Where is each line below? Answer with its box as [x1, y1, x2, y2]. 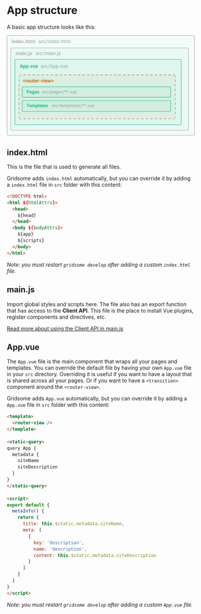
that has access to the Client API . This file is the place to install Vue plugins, [7, 307, 194, 314]
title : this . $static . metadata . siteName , [22, 521, 125, 527]
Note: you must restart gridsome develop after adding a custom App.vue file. [7, 601, 193, 608]
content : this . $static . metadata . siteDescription [33, 552, 157, 558]
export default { [7, 502, 50, 508]
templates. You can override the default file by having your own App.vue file [7, 364, 192, 371]
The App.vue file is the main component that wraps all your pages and [7, 358, 178, 365]
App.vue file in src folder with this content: [7, 401, 110, 408]
